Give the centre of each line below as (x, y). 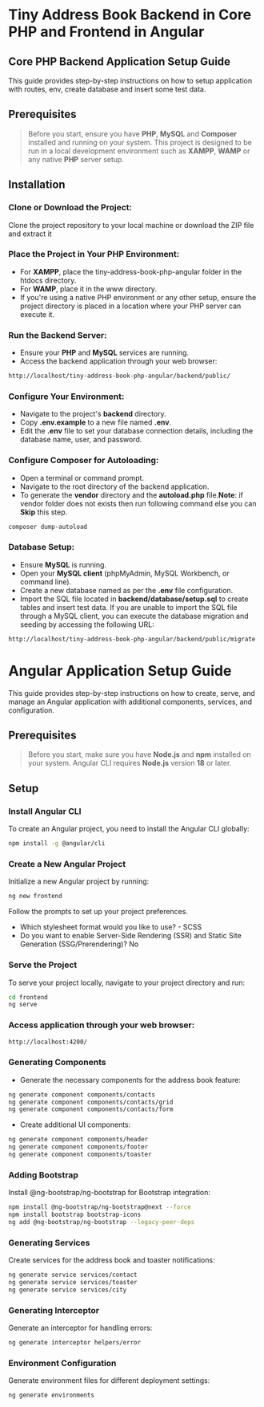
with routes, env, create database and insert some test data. (107, 89)
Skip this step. (44, 512)
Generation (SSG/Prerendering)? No (79, 944)
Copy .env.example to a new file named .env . (96, 422)
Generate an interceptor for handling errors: (80, 1328)
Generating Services (49, 1242)
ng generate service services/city (68, 1290)
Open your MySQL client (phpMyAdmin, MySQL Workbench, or (124, 573)
